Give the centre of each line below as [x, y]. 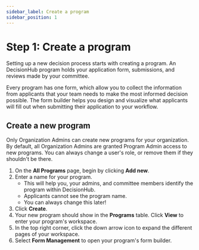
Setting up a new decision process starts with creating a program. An [91, 63]
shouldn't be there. [29, 159]
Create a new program [48, 125]
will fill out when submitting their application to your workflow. [82, 107]
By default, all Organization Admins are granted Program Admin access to [97, 147]
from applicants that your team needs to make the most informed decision [97, 94]
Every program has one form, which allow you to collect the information [94, 88]
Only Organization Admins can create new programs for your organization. [98, 140]
